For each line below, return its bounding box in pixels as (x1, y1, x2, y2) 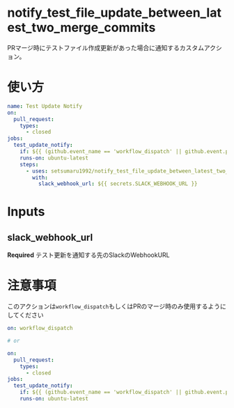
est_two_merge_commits (7, 19, 156, 36)
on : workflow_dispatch (7, 325, 73, 332)
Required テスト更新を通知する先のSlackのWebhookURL (7, 251, 171, 259)
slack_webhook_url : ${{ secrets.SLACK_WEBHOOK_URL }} (38, 180, 198, 187)
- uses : (25, 167, 49, 175)
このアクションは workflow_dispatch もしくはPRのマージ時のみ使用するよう (7, 302, 221, 311)
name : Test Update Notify (7, 102, 82, 109)
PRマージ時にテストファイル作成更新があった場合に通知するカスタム (7, 43, 204, 52)
